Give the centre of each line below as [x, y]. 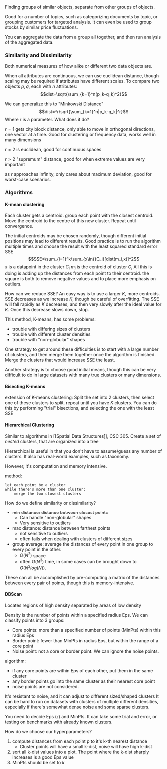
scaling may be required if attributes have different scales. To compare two [82, 81]
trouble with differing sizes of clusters [51, 329]
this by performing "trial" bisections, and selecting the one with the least [80, 408]
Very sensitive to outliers [45, 523]
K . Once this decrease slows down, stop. [47, 310]
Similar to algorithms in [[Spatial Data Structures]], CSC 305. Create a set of [83, 436]
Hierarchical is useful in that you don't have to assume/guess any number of [83, 451]
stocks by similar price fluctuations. [42, 27]
